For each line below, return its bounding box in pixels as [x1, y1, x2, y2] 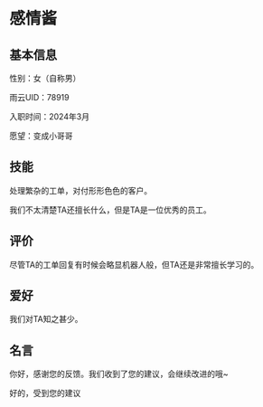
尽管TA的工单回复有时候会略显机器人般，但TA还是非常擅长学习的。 [9, 259, 259, 270]
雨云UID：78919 [9, 92, 70, 102]
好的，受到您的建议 [9, 388, 81, 399]
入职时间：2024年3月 [9, 111, 90, 122]
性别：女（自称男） [9, 73, 81, 83]
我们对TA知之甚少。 [9, 314, 83, 325]
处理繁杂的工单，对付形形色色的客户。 [9, 185, 152, 195]
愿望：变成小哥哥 [9, 130, 73, 141]
